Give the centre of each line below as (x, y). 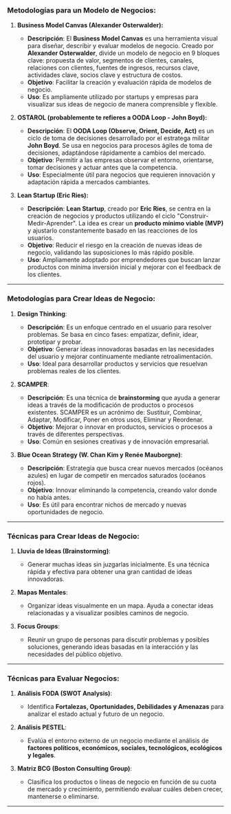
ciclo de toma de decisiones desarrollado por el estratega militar (118, 138)
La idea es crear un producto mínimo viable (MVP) (151, 223)
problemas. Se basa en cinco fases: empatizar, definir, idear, (113, 334)
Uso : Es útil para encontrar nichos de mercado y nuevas (107, 505)
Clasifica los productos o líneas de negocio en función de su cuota (122, 782)
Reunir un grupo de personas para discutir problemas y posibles (118, 639)
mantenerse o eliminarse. (63, 797)
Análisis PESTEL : (42, 727)
